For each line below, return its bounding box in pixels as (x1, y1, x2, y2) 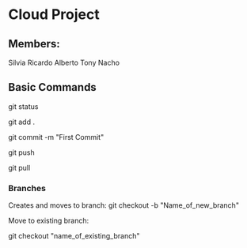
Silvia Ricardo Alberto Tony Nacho (8, 58, 120, 67)
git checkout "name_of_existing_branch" (8, 231, 140, 241)
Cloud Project (8, 6, 101, 24)
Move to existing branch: (8, 216, 89, 226)
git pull (8, 163, 31, 172)
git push (8, 148, 36, 157)
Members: (8, 37, 61, 51)
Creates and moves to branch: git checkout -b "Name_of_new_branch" (8, 201, 240, 210)
